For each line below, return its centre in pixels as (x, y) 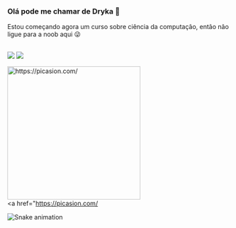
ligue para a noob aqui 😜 (44, 34)
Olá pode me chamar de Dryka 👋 (64, 11)
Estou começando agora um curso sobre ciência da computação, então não (118, 27)
